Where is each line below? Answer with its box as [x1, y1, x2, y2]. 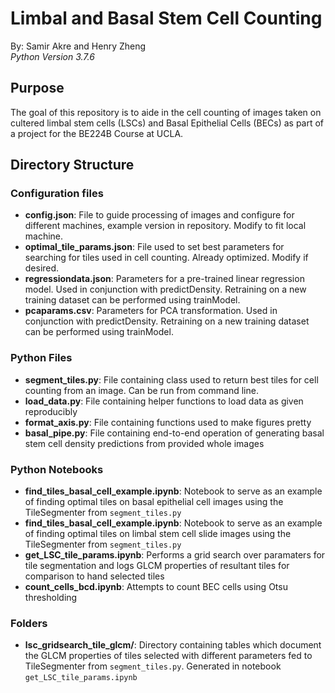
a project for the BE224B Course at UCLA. [10, 127, 184, 139]
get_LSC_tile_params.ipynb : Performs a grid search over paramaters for [24, 549, 326, 561]
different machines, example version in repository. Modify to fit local [24, 220, 307, 232]
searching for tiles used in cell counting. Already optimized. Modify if [24, 252, 309, 264]
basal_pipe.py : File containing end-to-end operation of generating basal [24, 427, 325, 439]
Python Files [10, 351, 73, 365]
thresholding [24, 592, 78, 604]
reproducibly [24, 405, 78, 417]
